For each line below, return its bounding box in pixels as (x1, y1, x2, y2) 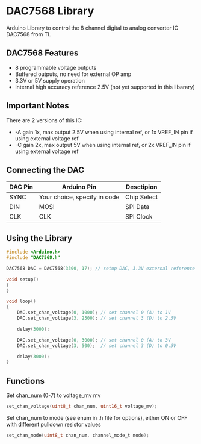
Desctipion (125, 183, 158, 191)
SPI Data (125, 203, 150, 211)
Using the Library (6, 233, 73, 243)
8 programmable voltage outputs (14, 64, 97, 71)
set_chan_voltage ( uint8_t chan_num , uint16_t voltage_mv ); (6, 404, 158, 410)
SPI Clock (125, 213, 153, 221)
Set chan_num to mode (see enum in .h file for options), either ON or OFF (6, 414, 188, 421)
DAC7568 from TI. (6, 30, 51, 37)
